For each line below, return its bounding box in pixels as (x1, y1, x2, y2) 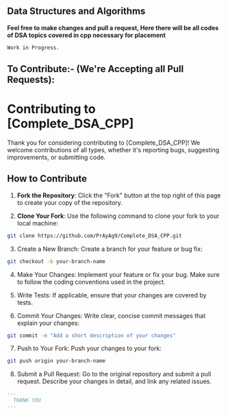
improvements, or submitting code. (7, 154, 106, 162)
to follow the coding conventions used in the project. (16, 278, 166, 286)
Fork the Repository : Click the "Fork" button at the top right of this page (16, 191, 221, 199)
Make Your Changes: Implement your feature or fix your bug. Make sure (16, 270, 220, 278)
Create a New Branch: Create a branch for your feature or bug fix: (16, 245, 203, 253)
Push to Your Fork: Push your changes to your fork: (16, 344, 162, 352)
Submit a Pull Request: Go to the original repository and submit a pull (16, 370, 212, 378)
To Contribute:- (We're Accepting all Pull (7, 63, 184, 75)
